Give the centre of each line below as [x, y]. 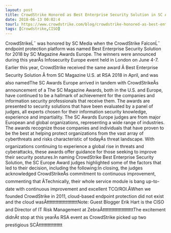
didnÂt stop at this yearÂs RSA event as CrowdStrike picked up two [76, 217]
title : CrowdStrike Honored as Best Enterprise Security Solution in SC [84, 15]
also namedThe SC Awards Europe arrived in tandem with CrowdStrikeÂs [82, 83]
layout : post [19, 10]
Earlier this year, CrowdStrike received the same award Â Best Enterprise [82, 68]
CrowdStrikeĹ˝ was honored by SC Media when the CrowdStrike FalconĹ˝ [83, 43]
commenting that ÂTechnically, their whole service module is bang [75, 182]
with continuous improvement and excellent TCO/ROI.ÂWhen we [83, 189]
